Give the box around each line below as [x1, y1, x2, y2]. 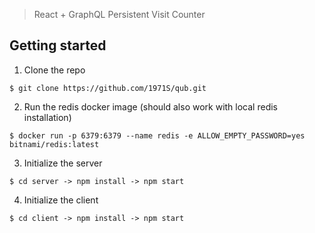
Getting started [9, 37, 107, 54]
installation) [23, 111, 72, 123]
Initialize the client [23, 194, 99, 206]
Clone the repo [23, 64, 86, 76]
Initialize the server [23, 157, 103, 169]
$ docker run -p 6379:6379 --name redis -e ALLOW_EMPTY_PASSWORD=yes [9, 130, 306, 141]
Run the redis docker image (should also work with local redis [23, 100, 278, 113]
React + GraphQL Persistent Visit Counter [33, 9, 206, 20]
